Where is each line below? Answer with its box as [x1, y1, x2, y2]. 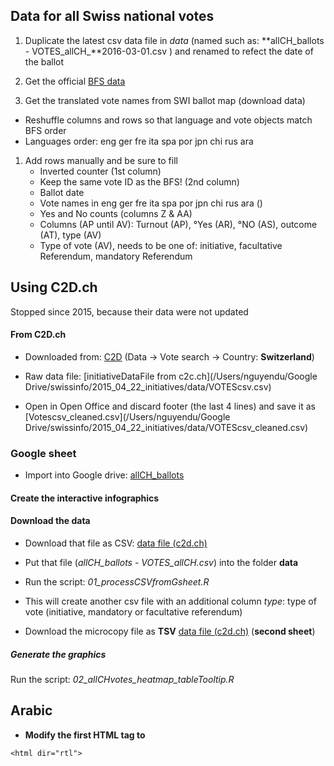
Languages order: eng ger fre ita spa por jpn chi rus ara [24, 135, 254, 147]
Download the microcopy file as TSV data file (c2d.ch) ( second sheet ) [24, 625, 316, 637]
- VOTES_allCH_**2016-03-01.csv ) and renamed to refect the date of [24, 45, 314, 57]
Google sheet [10, 446, 77, 460]
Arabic [10, 702, 53, 719]
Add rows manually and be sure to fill [24, 154, 178, 166]
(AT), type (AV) [39, 229, 102, 241]
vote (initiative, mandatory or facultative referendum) [24, 605, 243, 618]
